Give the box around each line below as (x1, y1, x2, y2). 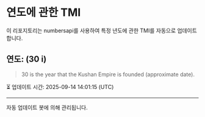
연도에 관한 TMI (6, 5, 81, 19)
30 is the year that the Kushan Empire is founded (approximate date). (21, 71, 195, 78)
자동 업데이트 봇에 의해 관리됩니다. (6, 104, 88, 111)
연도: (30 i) (6, 54, 47, 65)
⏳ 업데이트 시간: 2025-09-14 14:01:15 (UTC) (6, 83, 114, 90)
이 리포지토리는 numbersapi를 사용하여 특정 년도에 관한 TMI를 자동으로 (6, 27, 176, 34)
